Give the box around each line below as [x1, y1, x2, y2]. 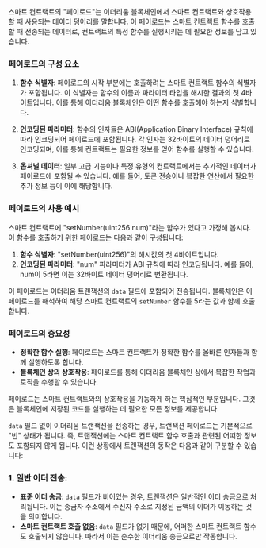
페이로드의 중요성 [8, 328, 70, 339]
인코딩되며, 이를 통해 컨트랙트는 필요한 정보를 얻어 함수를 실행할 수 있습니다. [19, 145, 255, 154]
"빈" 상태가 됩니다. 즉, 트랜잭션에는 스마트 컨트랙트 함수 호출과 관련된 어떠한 [8, 430, 243, 440]
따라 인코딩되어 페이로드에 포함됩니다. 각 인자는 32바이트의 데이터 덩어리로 [19, 134, 251, 145]
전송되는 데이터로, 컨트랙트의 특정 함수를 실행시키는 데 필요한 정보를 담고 [25, 27, 249, 36]
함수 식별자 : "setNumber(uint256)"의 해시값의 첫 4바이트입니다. [19, 249, 219, 259]
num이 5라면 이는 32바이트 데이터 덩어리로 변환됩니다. [19, 269, 188, 279]
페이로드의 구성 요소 [8, 58, 80, 69]
